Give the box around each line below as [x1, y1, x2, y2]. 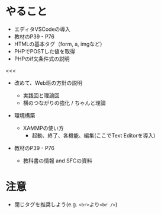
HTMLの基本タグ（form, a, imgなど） [14, 40, 105, 47]
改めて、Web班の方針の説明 [14, 79, 82, 86]
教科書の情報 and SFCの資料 [22, 157, 92, 164]
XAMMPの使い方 [22, 124, 65, 132]
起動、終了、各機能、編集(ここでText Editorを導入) [31, 132, 156, 139]
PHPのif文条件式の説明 [14, 55, 70, 62]
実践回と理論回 [22, 92, 60, 99]
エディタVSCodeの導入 [14, 25, 70, 33]
